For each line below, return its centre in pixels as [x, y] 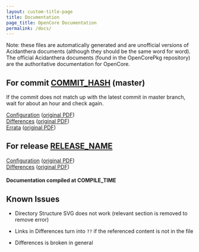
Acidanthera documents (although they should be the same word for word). [99, 52]
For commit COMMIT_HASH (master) [76, 83]
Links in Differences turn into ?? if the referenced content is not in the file [104, 231]
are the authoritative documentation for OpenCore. [68, 64]
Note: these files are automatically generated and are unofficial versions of [97, 45]
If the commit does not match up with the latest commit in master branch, [96, 97]
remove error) [32, 220]
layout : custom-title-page [40, 12]
